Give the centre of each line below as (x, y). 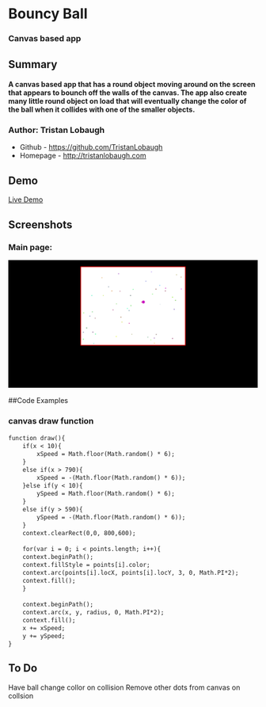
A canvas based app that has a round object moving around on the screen (132, 85)
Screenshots (40, 224)
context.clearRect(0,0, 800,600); (79, 534)
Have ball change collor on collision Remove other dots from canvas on (124, 687)
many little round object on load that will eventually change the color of (127, 101)
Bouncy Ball (48, 14)
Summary (33, 64)
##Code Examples (38, 400)
